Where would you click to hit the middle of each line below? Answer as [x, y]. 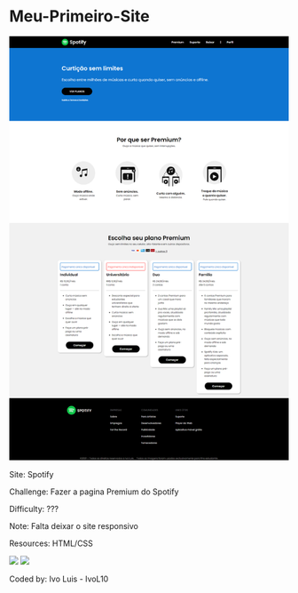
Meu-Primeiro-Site [79, 16]
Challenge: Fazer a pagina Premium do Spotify [94, 492]
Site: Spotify [31, 475]
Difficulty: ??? [34, 509]
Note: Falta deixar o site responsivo [74, 526]
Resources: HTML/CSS [51, 543]
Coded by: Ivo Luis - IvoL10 [59, 579]
